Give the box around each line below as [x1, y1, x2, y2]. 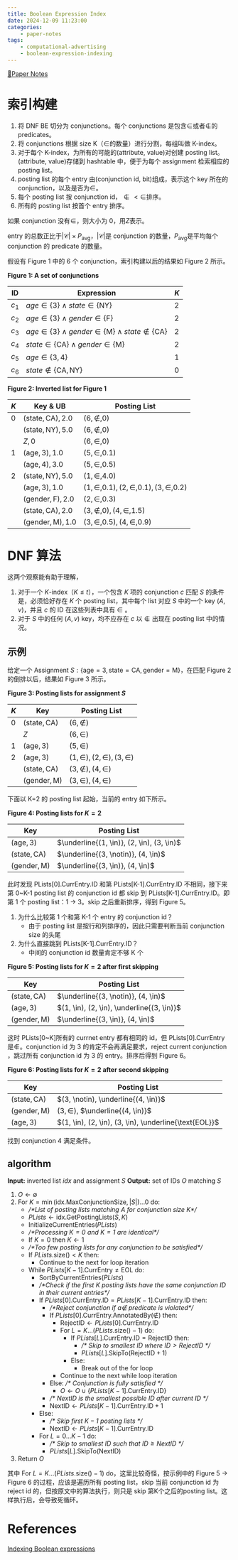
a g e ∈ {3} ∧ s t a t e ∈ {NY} [26, 300, 112, 310]
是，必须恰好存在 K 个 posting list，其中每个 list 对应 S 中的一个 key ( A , [17, 596, 226, 605]
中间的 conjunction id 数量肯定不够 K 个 [28, 948, 144, 957]
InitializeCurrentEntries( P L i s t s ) [28, 1220, 117, 1229]
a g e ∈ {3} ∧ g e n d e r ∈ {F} [26, 313, 114, 323]
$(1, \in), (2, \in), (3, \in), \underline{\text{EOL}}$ [56, 1117, 220, 1127]
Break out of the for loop [81, 1364, 153, 1372]
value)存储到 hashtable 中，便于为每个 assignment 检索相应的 [48, 157, 229, 166]
